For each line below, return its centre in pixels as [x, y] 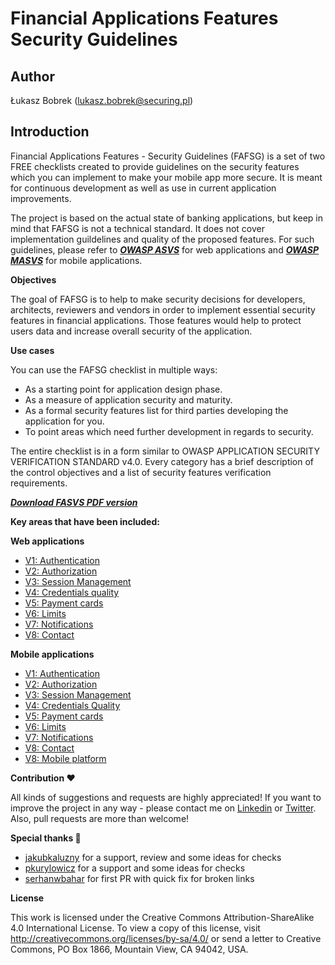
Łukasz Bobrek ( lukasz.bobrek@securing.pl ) [102, 100]
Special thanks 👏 [46, 838]
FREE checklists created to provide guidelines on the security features [155, 166]
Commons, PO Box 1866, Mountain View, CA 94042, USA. [129, 949]
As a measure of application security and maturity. [128, 399]
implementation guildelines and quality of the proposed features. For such [162, 239]
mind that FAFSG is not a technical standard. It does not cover [137, 228]
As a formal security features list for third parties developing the [156, 410]
